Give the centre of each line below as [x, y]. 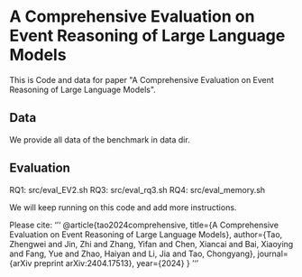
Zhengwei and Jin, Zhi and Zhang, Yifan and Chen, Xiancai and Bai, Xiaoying [151, 244]
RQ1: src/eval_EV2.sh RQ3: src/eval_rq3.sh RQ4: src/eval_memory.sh [137, 189]
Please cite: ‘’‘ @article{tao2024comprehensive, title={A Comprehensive [144, 225]
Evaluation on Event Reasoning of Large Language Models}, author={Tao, [146, 234]
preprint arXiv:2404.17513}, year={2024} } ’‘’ [116, 263]
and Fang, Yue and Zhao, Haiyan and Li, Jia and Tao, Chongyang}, [133, 254]
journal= [273, 254]
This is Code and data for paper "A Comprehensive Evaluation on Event [142, 79]
